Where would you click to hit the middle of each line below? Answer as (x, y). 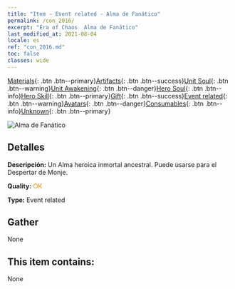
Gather (23, 222)
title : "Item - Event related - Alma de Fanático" (84, 14)
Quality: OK (25, 186)
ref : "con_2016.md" (36, 47)
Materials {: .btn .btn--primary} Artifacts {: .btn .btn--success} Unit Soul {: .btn (118, 81)
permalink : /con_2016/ (41, 21)
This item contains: (51, 262)
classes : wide (28, 61)
